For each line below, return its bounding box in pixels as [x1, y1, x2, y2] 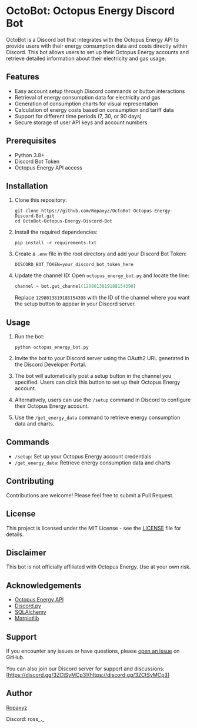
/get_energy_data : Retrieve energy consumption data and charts [14, 459, 171, 466]
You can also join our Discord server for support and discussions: [6, 665, 165, 672]
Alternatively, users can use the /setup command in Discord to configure [14, 396, 191, 404]
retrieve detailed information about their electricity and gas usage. [6, 55, 166, 62]
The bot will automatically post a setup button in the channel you [14, 373, 172, 380]
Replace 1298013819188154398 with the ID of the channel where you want [14, 294, 190, 301]
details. [6, 531, 24, 538]
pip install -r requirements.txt [14, 240, 97, 246]
